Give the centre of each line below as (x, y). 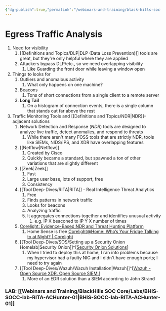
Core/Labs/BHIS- (138, 291)
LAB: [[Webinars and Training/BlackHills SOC (61, 291)
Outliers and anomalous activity (52, 79)
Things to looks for (31, 74)
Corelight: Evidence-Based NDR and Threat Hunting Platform (82, 226)
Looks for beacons (46, 205)
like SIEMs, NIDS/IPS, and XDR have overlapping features (85, 142)
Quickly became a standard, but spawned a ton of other (84, 158)
